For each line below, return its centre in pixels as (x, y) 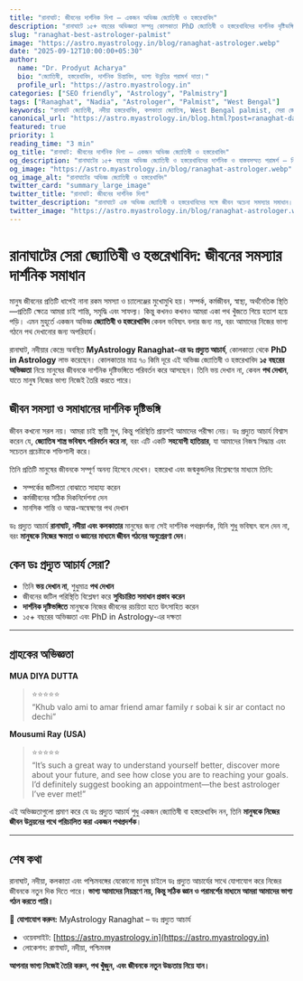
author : (24, 60)
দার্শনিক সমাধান (47, 275)
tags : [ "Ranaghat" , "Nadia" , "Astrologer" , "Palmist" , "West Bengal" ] (145, 102)
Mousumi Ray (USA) (48, 734)
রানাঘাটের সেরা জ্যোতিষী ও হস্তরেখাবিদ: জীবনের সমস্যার (146, 255)
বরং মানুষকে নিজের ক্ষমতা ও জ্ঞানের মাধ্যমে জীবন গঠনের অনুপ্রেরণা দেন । (99, 536)
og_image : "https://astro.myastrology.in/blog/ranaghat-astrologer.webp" (151, 169)
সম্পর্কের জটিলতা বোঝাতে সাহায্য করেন (71, 487)
